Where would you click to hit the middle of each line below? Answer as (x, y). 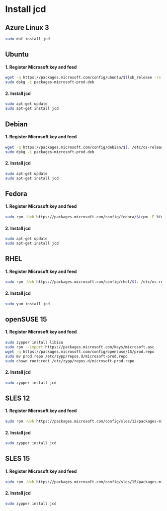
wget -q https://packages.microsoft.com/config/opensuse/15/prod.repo (80, 351)
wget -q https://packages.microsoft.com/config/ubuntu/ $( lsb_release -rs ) (84, 78)
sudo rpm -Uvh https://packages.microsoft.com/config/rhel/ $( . (72, 282)
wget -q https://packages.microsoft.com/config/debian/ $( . (68, 147)
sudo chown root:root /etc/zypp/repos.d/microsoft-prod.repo (70, 361)
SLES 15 (18, 459)
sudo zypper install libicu (34, 342)
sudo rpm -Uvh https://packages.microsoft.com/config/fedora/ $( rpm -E (80, 217)
